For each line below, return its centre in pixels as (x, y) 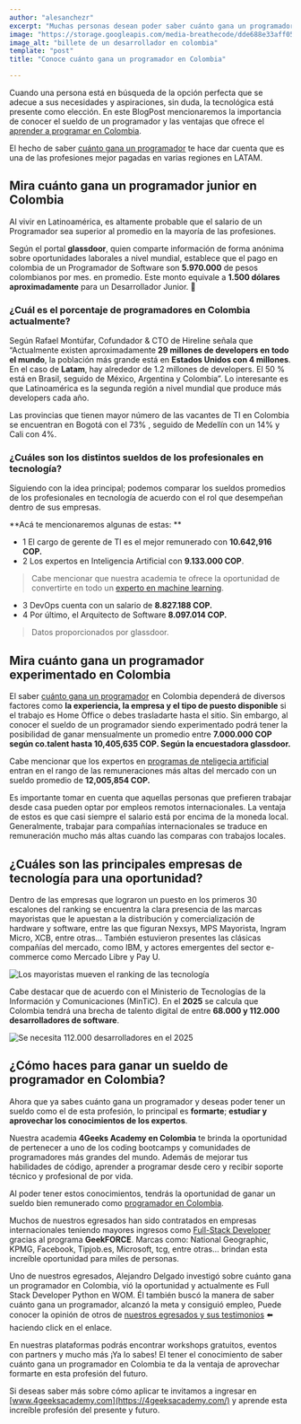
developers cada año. (49, 398)
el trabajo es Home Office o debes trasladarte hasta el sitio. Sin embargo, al (149, 715)
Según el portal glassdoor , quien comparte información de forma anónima (147, 249)
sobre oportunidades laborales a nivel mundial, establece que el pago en (143, 258)
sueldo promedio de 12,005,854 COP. (80, 781)
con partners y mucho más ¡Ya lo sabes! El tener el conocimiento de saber (146, 1354)
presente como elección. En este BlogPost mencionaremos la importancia (146, 112)
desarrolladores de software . (64, 1020)
